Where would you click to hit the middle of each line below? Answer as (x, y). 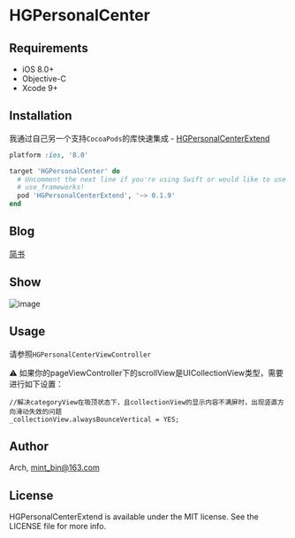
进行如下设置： (36, 384)
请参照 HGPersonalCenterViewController (80, 354)
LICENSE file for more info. (58, 526)
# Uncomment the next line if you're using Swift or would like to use (152, 179)
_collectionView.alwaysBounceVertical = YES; (94, 419)
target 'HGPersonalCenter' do (65, 171)
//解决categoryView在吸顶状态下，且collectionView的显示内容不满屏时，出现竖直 (144, 402)
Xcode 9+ (40, 88)
